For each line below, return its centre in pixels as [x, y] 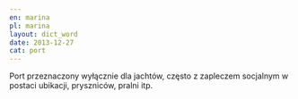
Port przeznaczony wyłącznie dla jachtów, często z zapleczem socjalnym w [149, 76]
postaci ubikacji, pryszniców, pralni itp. [81, 86]
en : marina [30, 17]
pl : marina [30, 26]
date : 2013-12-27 [42, 42]
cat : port [28, 51]
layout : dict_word [44, 34]
